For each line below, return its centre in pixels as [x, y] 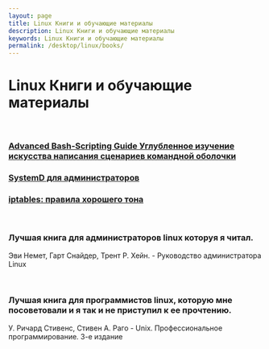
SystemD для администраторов [74, 177]
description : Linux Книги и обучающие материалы [91, 31]
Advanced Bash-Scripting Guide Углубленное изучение [122, 146]
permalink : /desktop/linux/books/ [66, 46]
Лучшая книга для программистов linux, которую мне [120, 301]
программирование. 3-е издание [66, 336]
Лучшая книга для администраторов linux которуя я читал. [131, 238]
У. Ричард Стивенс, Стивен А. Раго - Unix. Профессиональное [116, 328]
